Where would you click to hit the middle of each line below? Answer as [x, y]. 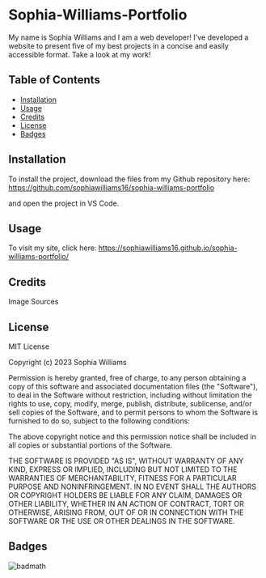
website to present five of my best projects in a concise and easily [118, 45]
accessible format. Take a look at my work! [80, 54]
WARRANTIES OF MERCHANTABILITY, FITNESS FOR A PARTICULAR [122, 478]
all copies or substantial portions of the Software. [90, 445]
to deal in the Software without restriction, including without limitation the [130, 395]
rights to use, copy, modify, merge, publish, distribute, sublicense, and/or [130, 404]
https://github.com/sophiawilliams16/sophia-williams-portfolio [112, 187]
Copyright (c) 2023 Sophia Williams [68, 362]
